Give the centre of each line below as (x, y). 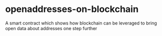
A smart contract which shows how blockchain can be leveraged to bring (81, 23)
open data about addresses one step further (51, 28)
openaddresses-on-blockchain (72, 9)
